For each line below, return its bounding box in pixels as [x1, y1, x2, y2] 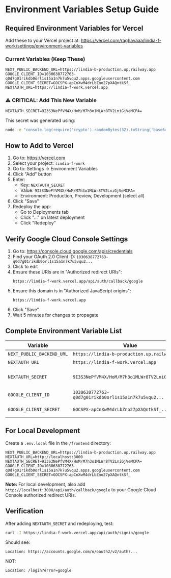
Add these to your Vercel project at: [5, 37, 80, 43]
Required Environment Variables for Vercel [5, 24, 144, 33]
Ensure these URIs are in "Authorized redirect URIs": [12, 269, 122, 275]
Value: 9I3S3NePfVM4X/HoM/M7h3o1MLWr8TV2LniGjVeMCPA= [20, 187, 135, 193]
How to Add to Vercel [5, 141, 74, 150]
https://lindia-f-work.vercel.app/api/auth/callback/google [12, 279, 143, 284]
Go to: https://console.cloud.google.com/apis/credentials [12, 248, 133, 255]
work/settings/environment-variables [5, 43, 83, 49]
